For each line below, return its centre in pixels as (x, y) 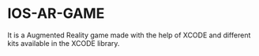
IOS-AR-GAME (56, 14)
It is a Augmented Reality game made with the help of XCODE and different (129, 35)
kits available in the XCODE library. (64, 43)
